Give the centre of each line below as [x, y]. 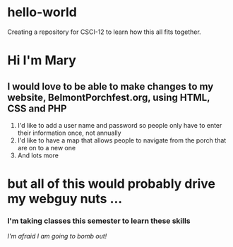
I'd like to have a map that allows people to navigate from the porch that [122, 140]
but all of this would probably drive [111, 184]
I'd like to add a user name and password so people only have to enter [120, 125]
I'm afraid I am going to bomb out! [57, 236]
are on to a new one [47, 147]
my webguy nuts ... [65, 199]
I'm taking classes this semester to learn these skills [99, 221]
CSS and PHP [37, 108]
